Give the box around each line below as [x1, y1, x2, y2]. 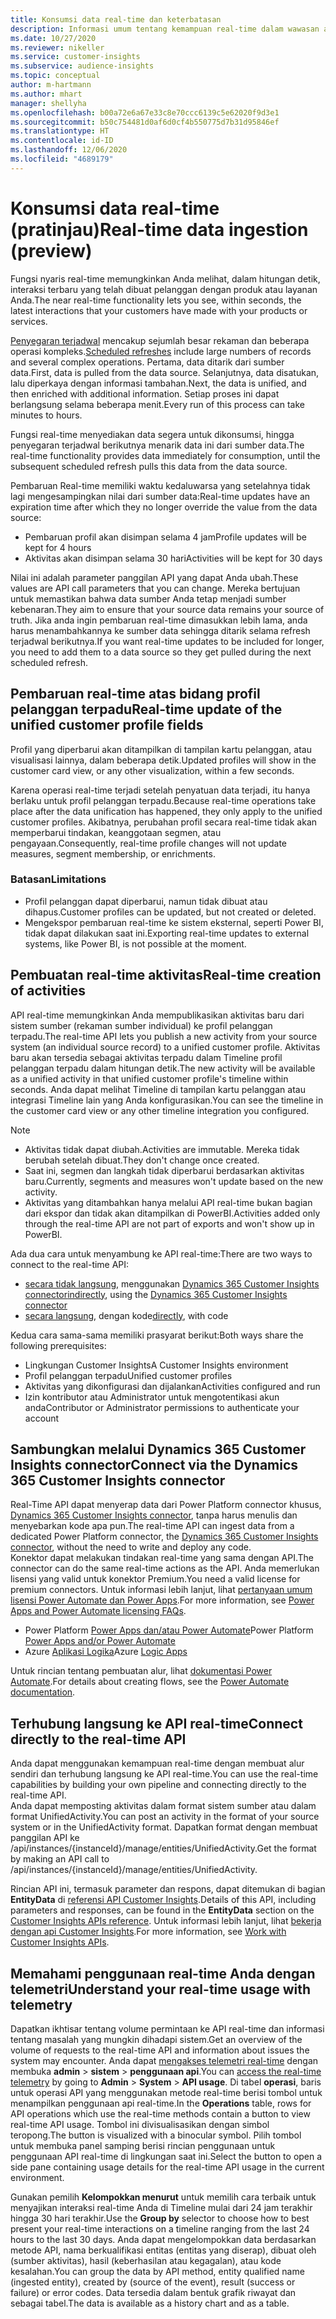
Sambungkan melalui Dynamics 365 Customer [10, 1441, 307, 1458]
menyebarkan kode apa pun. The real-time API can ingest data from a [10, 1520, 295, 1532]
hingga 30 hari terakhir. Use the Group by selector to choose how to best [10, 2212, 310, 2225]
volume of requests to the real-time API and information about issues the [10, 2044, 310, 2056]
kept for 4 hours [24, 541, 92, 553]
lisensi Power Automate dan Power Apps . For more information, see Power [10, 1594, 315, 1606]
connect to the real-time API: [10, 1258, 130, 1270]
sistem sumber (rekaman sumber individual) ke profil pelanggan [10, 1019, 273, 1031]
